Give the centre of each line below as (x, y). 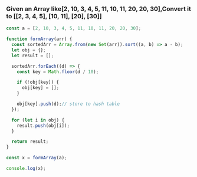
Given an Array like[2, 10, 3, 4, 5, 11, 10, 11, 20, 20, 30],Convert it (99, 9)
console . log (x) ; (26, 169)
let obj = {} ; (29, 50)
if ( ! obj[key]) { (38, 82)
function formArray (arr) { (39, 39)
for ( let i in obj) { (38, 120)
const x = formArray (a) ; (37, 158)
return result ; (30, 142)
